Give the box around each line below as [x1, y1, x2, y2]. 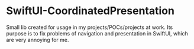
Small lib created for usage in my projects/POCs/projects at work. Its [6, 24, 173, 31]
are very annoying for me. [6, 36, 69, 43]
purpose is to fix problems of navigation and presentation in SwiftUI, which [6, 30, 188, 37]
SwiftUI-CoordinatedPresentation [6, 4, 174, 18]
